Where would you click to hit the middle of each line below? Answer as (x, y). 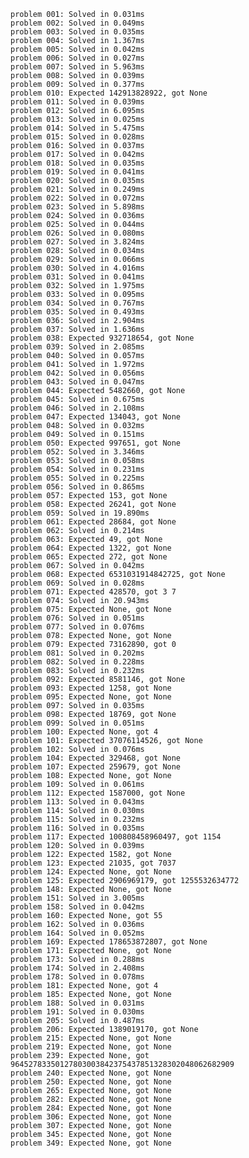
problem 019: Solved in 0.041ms (77, 172)
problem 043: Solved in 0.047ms (77, 382)
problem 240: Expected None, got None (91, 1073)
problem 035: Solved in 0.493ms (77, 312)
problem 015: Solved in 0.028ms (77, 137)
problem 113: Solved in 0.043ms (77, 802)
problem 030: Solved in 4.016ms (77, 268)
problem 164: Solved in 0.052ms (77, 933)
